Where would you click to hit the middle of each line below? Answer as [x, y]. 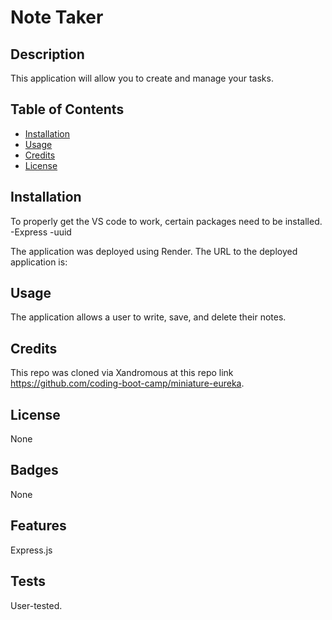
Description [47, 54]
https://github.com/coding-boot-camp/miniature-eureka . [127, 383]
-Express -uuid [41, 232]
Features [38, 526]
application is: [39, 262]
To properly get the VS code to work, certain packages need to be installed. [166, 221]
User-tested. [36, 605]
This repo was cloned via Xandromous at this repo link [122, 373]
